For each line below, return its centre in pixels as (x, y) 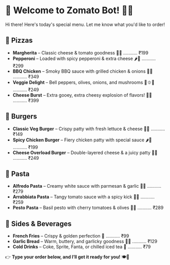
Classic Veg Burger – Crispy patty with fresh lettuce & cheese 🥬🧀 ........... (89, 129)
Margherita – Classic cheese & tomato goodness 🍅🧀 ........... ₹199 (80, 52)
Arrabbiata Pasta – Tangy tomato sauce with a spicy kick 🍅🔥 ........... (83, 197)
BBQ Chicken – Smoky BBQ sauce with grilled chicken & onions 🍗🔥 (83, 71)
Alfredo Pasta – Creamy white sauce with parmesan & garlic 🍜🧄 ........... (87, 186)
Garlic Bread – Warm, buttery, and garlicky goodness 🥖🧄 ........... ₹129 (85, 242)
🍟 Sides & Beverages (39, 224)
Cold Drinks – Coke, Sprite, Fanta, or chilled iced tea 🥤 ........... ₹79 (82, 247)
